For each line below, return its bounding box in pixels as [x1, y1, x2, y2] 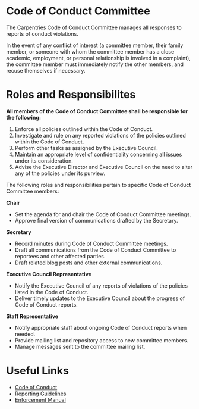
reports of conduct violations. [6, 30, 78, 37]
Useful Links [6, 364, 70, 377]
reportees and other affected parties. [14, 252, 106, 260]
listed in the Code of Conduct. [14, 288, 89, 295]
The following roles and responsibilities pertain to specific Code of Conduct [6, 181, 191, 188]
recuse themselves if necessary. [6, 67, 86, 74]
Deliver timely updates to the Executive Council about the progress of [14, 295, 185, 302]
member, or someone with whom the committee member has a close [6, 48, 175, 55]
